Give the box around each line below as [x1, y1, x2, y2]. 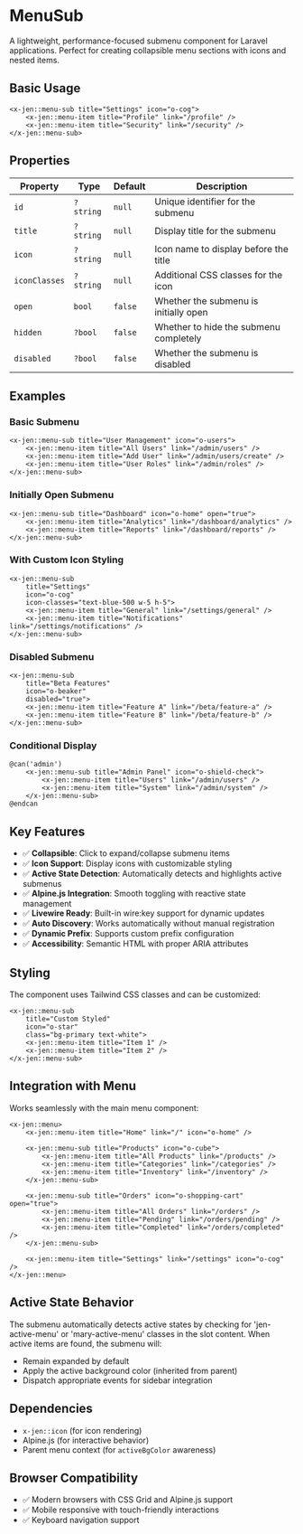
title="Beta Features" [25, 679, 111, 688]
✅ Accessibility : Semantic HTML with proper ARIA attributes [22, 938, 249, 949]
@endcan [9, 799, 39, 809]
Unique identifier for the [154, 195, 255, 208]
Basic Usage [9, 80, 81, 96]
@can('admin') [9, 760, 63, 769]
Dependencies [9, 1401, 93, 1416]
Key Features [9, 823, 86, 839]
